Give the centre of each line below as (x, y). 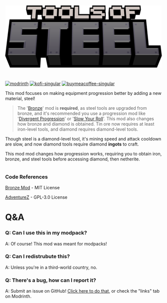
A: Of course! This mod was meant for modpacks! (56, 243)
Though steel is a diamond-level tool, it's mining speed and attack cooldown (83, 139)
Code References (27, 177)
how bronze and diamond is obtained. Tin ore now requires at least (86, 124)
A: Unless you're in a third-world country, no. (51, 267)
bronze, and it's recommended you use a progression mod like (81, 113)
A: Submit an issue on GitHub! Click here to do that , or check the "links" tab (83, 291)
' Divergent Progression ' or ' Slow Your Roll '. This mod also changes (85, 118)
